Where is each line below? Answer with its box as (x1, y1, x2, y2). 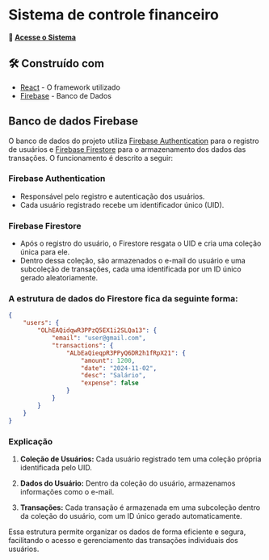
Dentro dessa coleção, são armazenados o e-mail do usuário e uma (19, 256, 246, 266)
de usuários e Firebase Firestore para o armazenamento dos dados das (8, 144, 246, 154)
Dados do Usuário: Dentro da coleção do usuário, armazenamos (19, 478, 236, 488)
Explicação (8, 436, 53, 447)
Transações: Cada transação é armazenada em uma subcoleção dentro (19, 503, 261, 512)
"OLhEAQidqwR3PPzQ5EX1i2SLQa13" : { (37, 326, 158, 335)
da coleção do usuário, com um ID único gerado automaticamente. (19, 511, 242, 520)
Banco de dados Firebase (8, 115, 139, 128)
